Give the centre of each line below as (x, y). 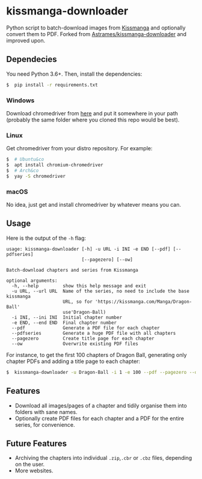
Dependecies (32, 59)
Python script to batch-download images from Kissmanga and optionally (96, 28)
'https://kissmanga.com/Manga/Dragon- (144, 302)
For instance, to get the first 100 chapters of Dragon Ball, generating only (97, 355)
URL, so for (78, 302)
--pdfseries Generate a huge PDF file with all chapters (94, 333)
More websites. (34, 471)
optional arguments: (32, 281)
